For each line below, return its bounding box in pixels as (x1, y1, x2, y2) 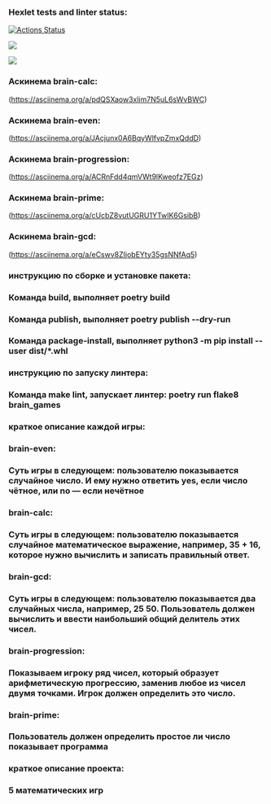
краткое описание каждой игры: (8, 422, 146, 433)
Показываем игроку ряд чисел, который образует (8, 666, 220, 678)
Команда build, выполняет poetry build (8, 291, 171, 303)
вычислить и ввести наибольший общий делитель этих (8, 613, 240, 624)
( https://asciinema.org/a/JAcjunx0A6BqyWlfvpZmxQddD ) (8, 133, 202, 142)
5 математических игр (8, 784, 104, 796)
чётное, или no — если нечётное (8, 485, 145, 496)
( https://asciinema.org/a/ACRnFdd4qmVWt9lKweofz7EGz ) (8, 172, 203, 181)
